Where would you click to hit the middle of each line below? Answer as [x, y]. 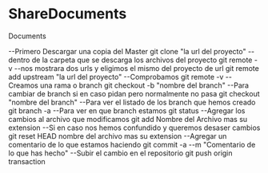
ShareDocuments [68, 14]
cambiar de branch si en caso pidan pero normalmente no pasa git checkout [134, 93]
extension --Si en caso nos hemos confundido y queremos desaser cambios [134, 128]
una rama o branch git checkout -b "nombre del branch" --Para [144, 85]
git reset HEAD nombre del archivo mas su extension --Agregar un [118, 136]
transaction [27, 161]
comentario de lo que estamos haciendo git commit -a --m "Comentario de [132, 144]
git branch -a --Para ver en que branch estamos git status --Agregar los [127, 110]
